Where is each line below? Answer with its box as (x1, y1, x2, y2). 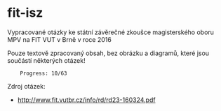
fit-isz (7, 5, 43, 21)
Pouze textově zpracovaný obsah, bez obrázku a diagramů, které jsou (7, 49, 209, 57)
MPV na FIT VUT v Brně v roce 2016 (7, 35, 112, 43)
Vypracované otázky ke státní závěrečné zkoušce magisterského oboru (7, 28, 214, 36)
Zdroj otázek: (7, 82, 46, 90)
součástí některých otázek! (7, 56, 86, 64)
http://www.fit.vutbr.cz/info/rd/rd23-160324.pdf (17, 96, 156, 104)
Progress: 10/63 (20, 70, 68, 77)
